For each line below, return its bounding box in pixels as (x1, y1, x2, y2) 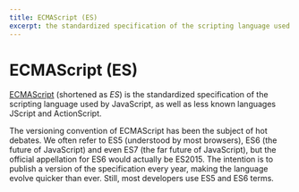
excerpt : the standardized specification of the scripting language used (9, 21, 291, 30)
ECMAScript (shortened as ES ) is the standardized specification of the (9, 89, 269, 100)
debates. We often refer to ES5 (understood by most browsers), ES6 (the (9, 135, 278, 146)
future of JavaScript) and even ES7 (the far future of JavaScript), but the (9, 145, 277, 155)
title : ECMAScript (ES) (9, 13, 98, 22)
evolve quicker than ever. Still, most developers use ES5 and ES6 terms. (9, 173, 275, 184)
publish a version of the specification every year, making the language (9, 163, 269, 174)
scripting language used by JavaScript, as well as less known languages (9, 99, 276, 110)
